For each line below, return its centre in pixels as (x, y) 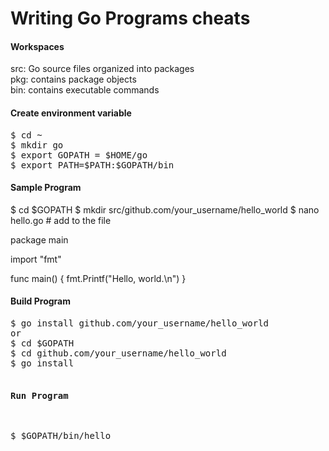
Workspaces (37, 46)
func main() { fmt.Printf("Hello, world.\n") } (98, 278)
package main (39, 239)
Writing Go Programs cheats (130, 18)
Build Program (40, 301)
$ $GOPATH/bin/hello (61, 436)
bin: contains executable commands (85, 90)
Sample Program (46, 188)
